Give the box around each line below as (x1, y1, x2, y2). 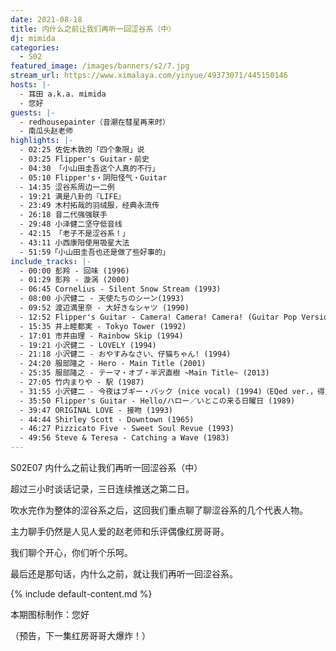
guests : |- (10, 107, 56, 118)
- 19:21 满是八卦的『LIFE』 (19, 191, 126, 201)
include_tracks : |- (10, 256, 92, 266)
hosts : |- (10, 80, 52, 90)
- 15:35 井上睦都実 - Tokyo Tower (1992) (19, 321, 187, 331)
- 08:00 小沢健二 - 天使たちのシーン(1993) (19, 294, 185, 304)
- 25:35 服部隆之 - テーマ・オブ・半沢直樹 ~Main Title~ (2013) (19, 368, 270, 378)
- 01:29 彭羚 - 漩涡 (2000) (19, 275, 130, 285)
